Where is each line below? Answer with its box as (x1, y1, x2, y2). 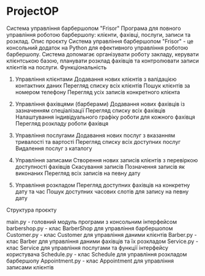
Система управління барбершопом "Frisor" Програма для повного (6, 24, 182, 32)
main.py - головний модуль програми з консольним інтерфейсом (6, 218, 177, 225)
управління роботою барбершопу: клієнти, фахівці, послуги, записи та (6, 31, 191, 38)
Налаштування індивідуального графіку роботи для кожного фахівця (15, 113, 195, 121)
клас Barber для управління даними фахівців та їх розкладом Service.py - (6, 237, 199, 245)
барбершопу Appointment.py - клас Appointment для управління (6, 257, 174, 264)
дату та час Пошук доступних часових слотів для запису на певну (15, 188, 189, 195)
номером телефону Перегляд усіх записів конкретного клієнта (15, 88, 181, 95)
